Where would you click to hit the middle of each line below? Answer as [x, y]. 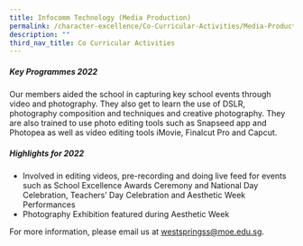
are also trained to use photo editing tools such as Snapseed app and [138, 123]
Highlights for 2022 [47, 153]
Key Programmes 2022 [54, 71]
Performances [49, 205]
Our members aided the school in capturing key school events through [141, 95]
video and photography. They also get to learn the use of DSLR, [128, 104]
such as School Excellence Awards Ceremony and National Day [140, 186]
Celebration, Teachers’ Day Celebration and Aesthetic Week [134, 196]
